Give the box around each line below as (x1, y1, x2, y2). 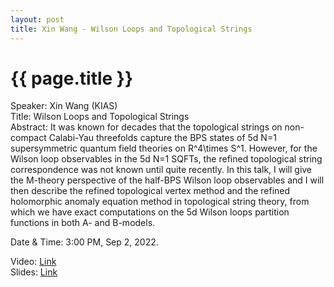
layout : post (10, 14, 65, 25)
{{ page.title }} (10, 67, 134, 90)
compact (10, 132, 47, 144)
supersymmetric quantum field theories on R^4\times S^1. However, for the (10, 142, 318, 155)
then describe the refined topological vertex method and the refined (10, 185, 291, 197)
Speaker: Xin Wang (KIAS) (10, 100, 118, 112)
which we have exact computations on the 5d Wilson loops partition (10, 206, 290, 218)
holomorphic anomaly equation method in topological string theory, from (10, 196, 310, 208)
